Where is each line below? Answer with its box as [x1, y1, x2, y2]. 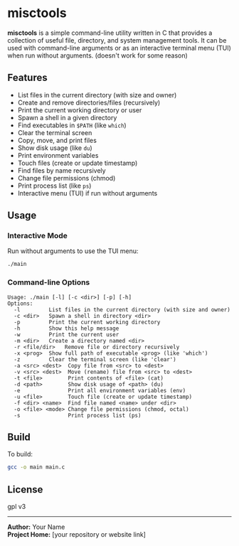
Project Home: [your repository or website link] [7, 530, 146, 539]
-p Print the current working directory [14, 318, 161, 326]
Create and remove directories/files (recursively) [17, 98, 161, 107]
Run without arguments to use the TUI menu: [7, 247, 139, 255]
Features [7, 72, 48, 84]
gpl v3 [7, 503, 26, 511]
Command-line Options [7, 277, 90, 287]
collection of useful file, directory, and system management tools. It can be [7, 36, 227, 44]
